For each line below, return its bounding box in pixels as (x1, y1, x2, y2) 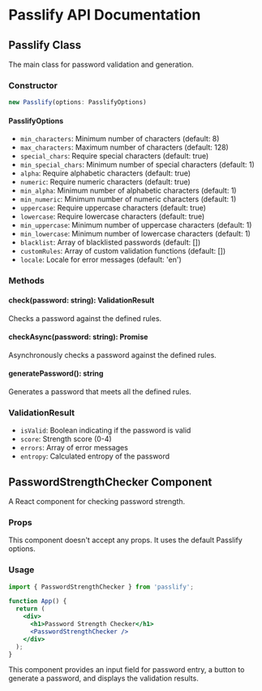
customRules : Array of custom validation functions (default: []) (19, 246, 226, 256)
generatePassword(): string (8, 368, 104, 379)
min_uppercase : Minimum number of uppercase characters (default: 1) (19, 220, 252, 230)
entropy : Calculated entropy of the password (19, 451, 170, 461)
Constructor (8, 80, 58, 91)
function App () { (8, 598, 67, 606)
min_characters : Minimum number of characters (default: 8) (19, 134, 220, 144)
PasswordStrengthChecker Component (8, 475, 213, 489)
